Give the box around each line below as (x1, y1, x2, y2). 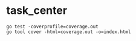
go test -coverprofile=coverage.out (6, 24, 99, 30)
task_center (6, 4, 68, 17)
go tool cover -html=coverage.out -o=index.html (6, 28, 131, 35)
